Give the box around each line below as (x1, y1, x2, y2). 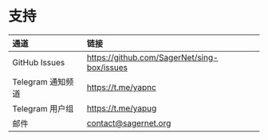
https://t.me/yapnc (86, 81, 157, 92)
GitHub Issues (12, 56, 65, 68)
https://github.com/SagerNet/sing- (86, 52, 219, 63)
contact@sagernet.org (86, 117, 171, 128)
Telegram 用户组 (12, 103, 74, 114)
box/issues (86, 61, 128, 72)
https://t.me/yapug (86, 103, 157, 114)
